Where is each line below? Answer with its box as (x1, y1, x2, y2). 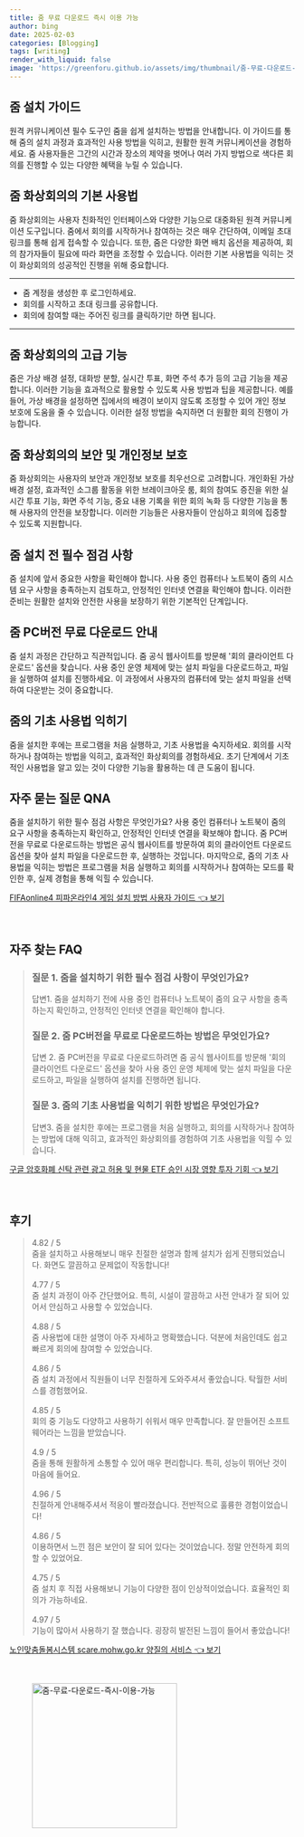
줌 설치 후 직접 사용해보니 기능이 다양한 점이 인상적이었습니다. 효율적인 (31, 1583, 280, 1594)
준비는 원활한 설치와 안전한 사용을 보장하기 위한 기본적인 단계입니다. (9, 595, 249, 607)
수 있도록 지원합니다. (9, 518, 82, 530)
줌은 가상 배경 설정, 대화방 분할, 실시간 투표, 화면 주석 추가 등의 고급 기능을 (9, 373, 271, 384)
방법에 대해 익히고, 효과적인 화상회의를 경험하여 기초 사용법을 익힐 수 (41, 1133, 283, 1143)
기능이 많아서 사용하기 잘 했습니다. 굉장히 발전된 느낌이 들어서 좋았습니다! (31, 1625, 290, 1636)
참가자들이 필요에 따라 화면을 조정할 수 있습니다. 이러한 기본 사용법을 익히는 (18, 248, 285, 259)
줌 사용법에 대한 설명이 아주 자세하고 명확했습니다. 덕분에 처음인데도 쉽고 (31, 1332, 288, 1343)
